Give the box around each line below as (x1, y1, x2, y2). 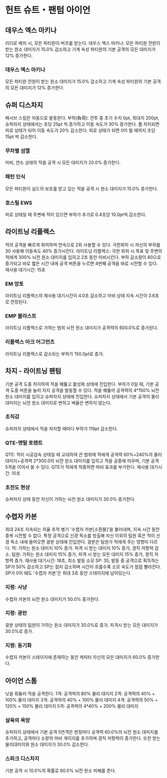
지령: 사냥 (5, 584, 27, 591)
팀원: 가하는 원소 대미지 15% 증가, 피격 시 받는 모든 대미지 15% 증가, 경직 (11, 552, 154, 558)
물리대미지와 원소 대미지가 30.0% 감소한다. (5, 742, 90, 748)
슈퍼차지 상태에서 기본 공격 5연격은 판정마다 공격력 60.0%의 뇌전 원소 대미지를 (5, 729, 159, 735)
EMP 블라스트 (5, 313, 36, 320)
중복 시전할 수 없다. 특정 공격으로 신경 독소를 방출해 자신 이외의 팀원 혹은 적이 (5, 533, 156, 539)
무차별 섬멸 (5, 148, 30, 155)
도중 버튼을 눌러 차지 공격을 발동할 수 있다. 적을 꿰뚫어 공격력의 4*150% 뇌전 (10, 387, 160, 393)
